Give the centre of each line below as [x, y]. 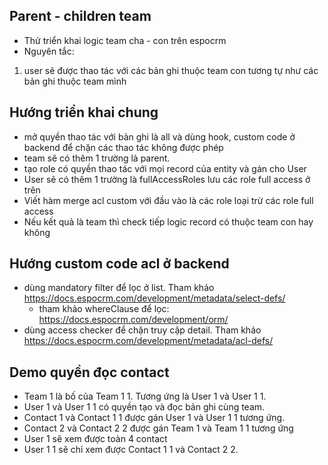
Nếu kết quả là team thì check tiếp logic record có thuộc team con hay [168, 221]
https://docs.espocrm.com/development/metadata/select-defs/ [154, 298]
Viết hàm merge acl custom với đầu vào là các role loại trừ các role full [168, 200]
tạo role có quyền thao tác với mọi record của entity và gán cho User [165, 168]
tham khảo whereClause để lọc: [104, 309]
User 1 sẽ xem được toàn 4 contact [95, 439]
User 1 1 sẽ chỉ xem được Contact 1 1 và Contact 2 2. [131, 450]
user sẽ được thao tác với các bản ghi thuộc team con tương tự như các [171, 70]
